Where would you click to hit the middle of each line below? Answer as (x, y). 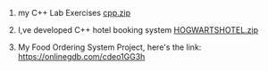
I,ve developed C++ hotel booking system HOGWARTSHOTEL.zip (138, 30)
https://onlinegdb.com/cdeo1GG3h (81, 56)
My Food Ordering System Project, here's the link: (109, 47)
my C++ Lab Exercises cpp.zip (74, 13)
